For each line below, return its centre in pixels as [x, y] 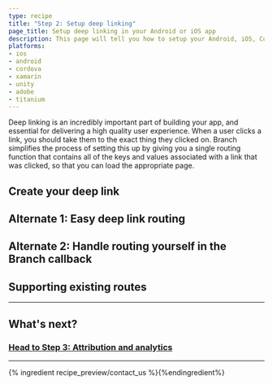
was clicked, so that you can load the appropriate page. [102, 166]
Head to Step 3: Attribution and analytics [91, 347]
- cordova [25, 69]
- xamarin [25, 77]
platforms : [27, 46]
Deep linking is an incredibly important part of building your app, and [123, 122]
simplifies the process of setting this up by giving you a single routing [125, 148]
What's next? [43, 324]
